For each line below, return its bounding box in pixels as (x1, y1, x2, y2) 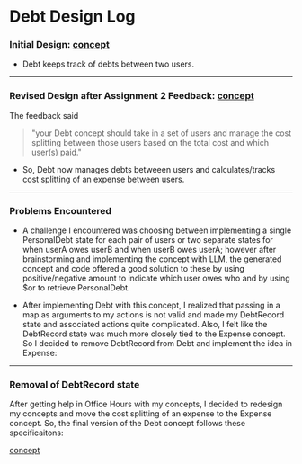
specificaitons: (9, 427, 65, 438)
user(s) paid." (31, 147, 83, 157)
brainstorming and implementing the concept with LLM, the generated (22, 254, 282, 264)
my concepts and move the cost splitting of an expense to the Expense (9, 408, 272, 419)
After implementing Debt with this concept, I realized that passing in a (22, 299, 280, 311)
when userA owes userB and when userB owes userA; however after (22, 245, 277, 255)
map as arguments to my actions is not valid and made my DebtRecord (22, 309, 285, 320)
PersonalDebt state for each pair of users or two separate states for (22, 235, 274, 245)
